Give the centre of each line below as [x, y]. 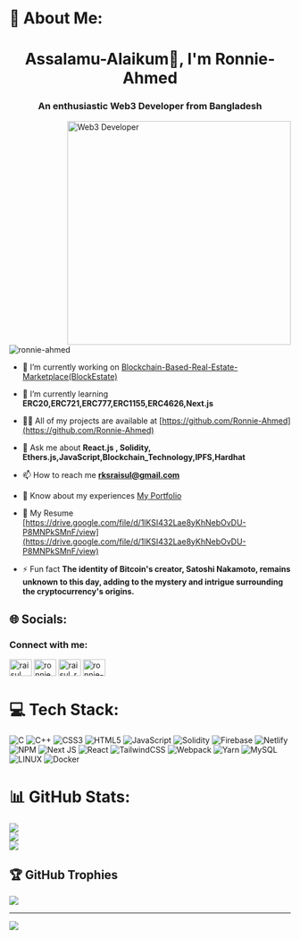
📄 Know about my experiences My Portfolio [102, 495]
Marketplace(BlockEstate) [70, 376]
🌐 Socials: [38, 620]
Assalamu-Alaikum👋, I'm [118, 60]
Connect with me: [49, 644]
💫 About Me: [56, 18]
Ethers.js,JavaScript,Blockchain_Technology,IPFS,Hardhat [133, 457]
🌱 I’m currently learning [65, 394]
